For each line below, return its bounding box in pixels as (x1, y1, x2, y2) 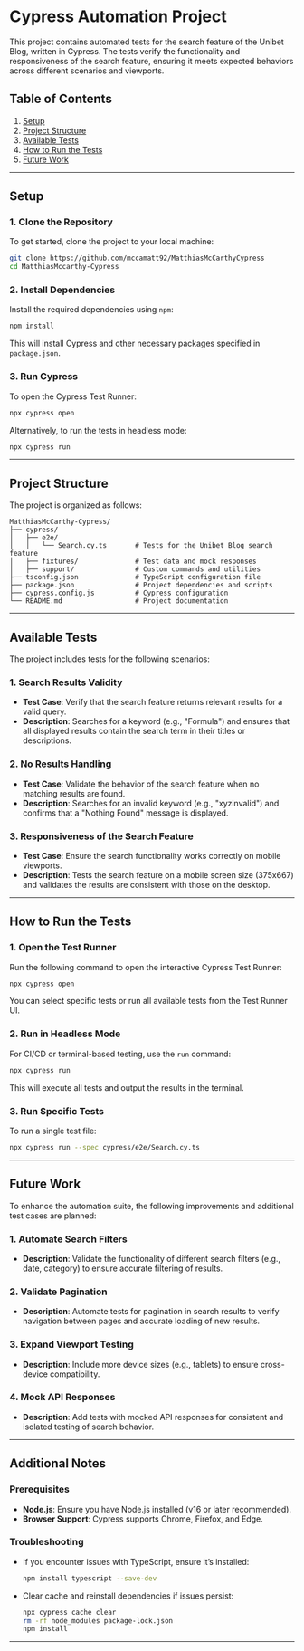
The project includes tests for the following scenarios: (9, 654, 211, 664)
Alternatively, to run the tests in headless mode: (9, 425, 187, 435)
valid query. (22, 706, 67, 717)
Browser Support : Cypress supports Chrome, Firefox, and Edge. (22, 1513, 264, 1524)
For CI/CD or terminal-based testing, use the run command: (9, 1048, 232, 1059)
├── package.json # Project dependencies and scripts (9, 581, 273, 590)
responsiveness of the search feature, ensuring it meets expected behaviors (9, 55, 294, 66)
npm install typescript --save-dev (22, 1573, 157, 1583)
